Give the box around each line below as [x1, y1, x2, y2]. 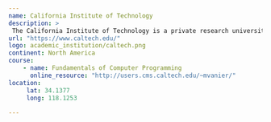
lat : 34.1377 [26, 86, 70, 95]
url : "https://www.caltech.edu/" [8, 34, 121, 43]
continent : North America [8, 49, 95, 57]
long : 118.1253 [26, 94, 78, 102]
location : [8, 79, 42, 87]
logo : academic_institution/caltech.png [8, 42, 147, 50]
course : [8, 57, 35, 65]
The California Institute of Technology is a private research [11, 26, 229, 35]
